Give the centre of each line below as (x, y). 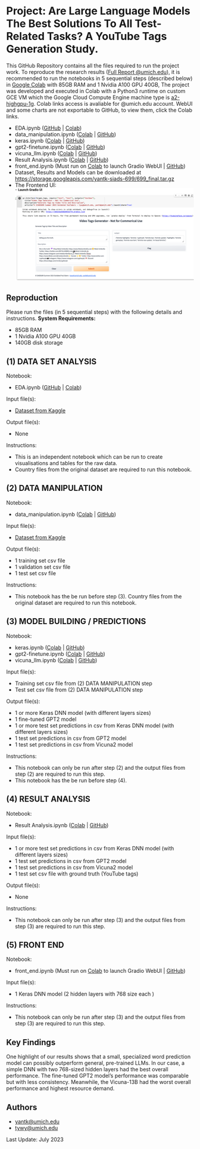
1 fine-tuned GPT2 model (46, 719)
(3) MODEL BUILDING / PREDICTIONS (76, 621)
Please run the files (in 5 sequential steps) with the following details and (94, 312)
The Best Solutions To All (69, 24)
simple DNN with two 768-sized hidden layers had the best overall (87, 1070)
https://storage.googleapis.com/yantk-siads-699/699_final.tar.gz (94, 179)
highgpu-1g (20, 103)
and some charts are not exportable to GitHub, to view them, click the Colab (99, 110)
